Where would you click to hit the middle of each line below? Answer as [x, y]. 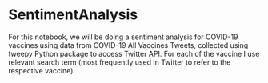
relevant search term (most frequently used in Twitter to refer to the [120, 62]
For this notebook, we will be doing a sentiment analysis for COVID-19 [123, 37]
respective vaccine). [42, 70]
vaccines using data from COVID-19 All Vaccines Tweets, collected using [128, 45]
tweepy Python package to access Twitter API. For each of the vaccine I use [134, 53]
